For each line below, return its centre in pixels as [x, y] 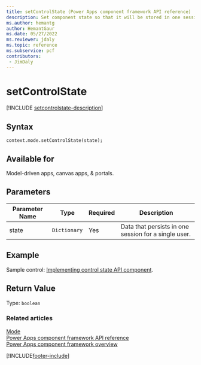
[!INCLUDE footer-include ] [38, 355]
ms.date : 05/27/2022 [32, 34]
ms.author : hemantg [31, 23]
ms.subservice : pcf [31, 51]
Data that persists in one [155, 226]
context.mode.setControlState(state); [54, 141]
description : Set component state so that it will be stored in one [93, 17]
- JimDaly [21, 62]
